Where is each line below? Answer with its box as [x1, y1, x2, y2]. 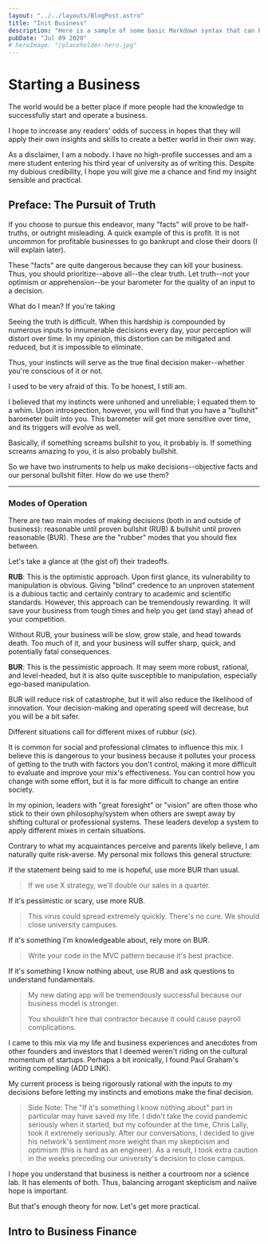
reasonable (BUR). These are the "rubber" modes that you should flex [8, 533, 238, 542]
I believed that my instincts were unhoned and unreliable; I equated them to [8, 396, 256, 407]
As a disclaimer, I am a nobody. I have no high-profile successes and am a [8, 150, 253, 159]
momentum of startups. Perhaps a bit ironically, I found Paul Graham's [8, 1055, 239, 1065]
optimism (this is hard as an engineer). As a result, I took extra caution [27, 1145, 258, 1155]
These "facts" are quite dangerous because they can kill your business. [8, 260, 243, 270]
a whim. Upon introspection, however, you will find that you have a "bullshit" [8, 405, 259, 415]
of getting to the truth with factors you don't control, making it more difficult [8, 759, 257, 770]
